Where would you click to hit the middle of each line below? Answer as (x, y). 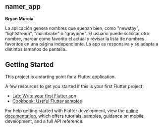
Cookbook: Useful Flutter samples (47, 101)
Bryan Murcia (19, 18)
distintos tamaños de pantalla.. (36, 49)
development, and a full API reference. (44, 121)
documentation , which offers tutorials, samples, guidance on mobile (74, 116)
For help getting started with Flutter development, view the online (72, 110)
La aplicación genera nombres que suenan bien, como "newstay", (72, 28)
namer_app (23, 7)
